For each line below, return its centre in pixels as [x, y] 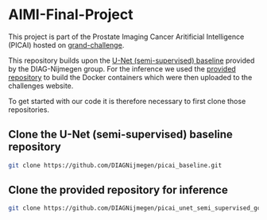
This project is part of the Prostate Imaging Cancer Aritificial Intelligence [126, 37]
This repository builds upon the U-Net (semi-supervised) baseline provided [132, 60]
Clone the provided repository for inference [118, 190]
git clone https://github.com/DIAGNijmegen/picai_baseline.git [115, 165]
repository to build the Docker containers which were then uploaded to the [130, 77]
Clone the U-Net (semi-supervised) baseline [120, 135]
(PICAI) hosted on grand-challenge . [66, 44]
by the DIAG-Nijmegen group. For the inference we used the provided [122, 68]
